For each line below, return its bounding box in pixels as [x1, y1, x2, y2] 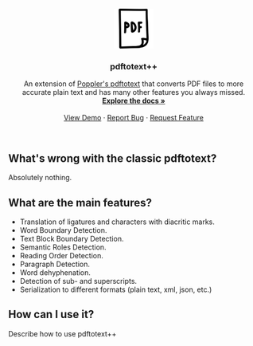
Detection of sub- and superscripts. [19, 276, 138, 285]
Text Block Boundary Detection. [19, 234, 124, 243]
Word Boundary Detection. [19, 225, 107, 234]
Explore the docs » [102, 96, 165, 106]
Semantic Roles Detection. [19, 242, 107, 252]
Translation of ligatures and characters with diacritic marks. [19, 217, 215, 226]
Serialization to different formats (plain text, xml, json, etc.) [19, 285, 212, 294]
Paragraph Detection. [19, 259, 90, 269]
